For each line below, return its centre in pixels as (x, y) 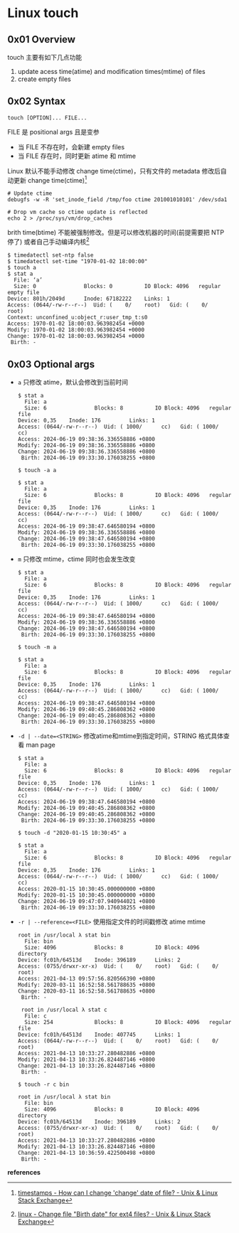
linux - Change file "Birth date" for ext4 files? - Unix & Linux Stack (114, 1214)
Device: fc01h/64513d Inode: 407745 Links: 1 (99, 1035)
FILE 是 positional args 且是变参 (53, 132)
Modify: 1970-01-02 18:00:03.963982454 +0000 (76, 330)
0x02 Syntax (37, 101)
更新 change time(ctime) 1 (50, 179)
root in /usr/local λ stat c (64, 1010)
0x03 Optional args (51, 364)
